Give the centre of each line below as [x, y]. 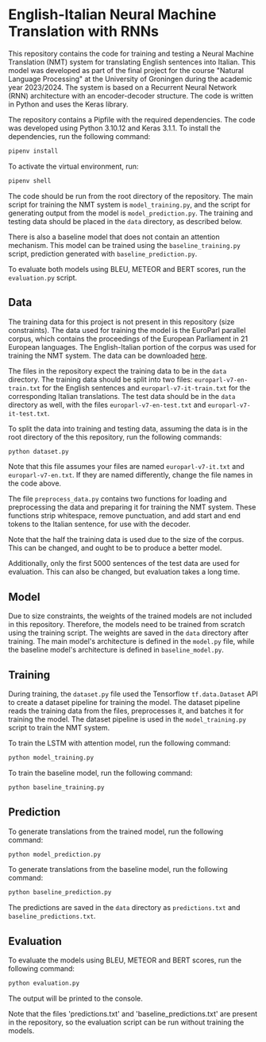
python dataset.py [39, 451]
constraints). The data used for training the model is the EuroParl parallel [127, 330]
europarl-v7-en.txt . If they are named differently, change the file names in [131, 475]
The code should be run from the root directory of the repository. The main [131, 196]
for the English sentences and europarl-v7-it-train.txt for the [146, 388]
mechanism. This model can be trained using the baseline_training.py [124, 245]
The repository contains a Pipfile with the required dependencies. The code [132, 119]
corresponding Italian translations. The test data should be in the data [122, 396]
